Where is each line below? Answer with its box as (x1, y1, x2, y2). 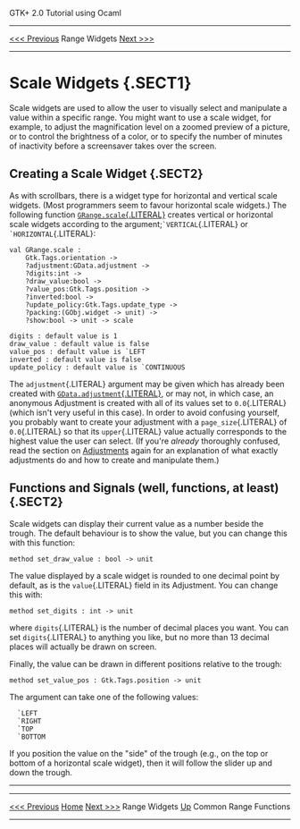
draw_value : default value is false (9, 339, 150, 348)
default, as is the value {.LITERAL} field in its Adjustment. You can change (9, 579, 279, 590)
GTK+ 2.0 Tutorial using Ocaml (9, 8, 122, 18)
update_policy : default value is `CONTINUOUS (9, 362, 186, 372)
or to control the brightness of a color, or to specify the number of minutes (9, 131, 283, 141)
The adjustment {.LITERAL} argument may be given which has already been (9, 378, 285, 389)
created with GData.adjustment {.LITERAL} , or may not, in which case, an (9, 388, 274, 399)
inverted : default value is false (9, 355, 142, 364)
